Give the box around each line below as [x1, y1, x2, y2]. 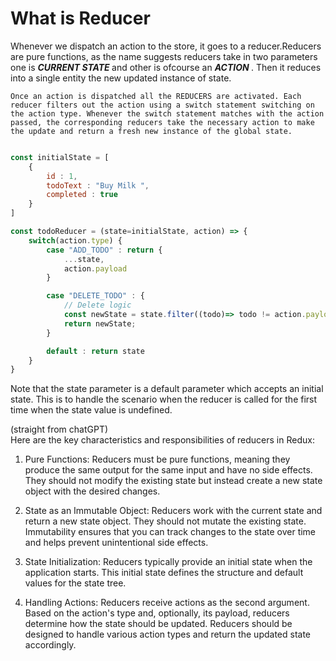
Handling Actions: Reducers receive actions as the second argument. [24, 597, 310, 609]
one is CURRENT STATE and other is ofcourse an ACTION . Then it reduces [10, 61, 322, 73]
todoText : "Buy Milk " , [46, 180, 150, 191]
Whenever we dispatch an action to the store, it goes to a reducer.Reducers [10, 40, 322, 52]
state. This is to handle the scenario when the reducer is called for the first [10, 393, 318, 406]
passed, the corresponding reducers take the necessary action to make [10, 117, 315, 127]
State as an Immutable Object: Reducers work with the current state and [24, 505, 323, 517]
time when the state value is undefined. [10, 404, 173, 416]
